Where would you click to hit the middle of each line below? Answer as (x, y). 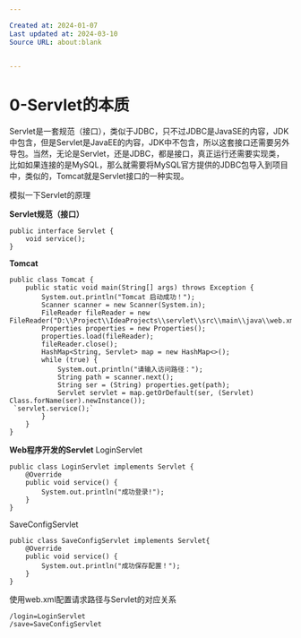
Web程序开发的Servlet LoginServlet (76, 450)
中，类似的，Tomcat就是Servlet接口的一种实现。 (99, 177)
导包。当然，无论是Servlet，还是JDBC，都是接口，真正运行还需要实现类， (147, 154)
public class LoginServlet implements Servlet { (102, 467)
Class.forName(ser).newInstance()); (77, 401)
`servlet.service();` (53, 409)
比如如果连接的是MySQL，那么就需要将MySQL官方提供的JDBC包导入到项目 (149, 165)
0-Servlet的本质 (69, 105)
